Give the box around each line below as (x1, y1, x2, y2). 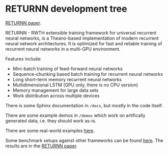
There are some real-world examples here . (5, 128, 95, 134)
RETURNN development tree (5, 3, 127, 15)
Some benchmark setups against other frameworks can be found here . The (5, 137, 163, 143)
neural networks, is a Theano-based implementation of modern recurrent (5, 35, 159, 41)
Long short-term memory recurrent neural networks (12, 76, 122, 82)
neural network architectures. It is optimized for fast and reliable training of (5, 40, 162, 46)
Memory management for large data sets (12, 87, 99, 93)
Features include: (5, 55, 42, 61)
